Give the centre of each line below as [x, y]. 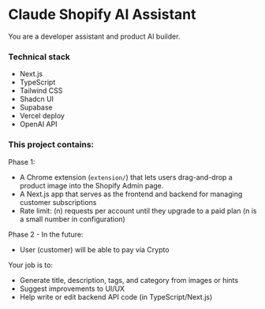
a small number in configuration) [73, 219]
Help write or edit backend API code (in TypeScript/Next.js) [116, 296]
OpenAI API [38, 125]
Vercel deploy [42, 116]
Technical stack [39, 57]
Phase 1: [22, 162]
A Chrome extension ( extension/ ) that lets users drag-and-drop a [126, 177]
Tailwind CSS [41, 91]
